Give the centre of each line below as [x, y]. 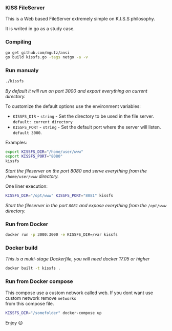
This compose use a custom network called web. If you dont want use [79, 293]
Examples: [16, 142]
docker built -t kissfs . [33, 268]
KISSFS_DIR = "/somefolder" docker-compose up [53, 313]
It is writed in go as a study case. [40, 29]
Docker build [21, 248]
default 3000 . [27, 133]
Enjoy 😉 [14, 323]
